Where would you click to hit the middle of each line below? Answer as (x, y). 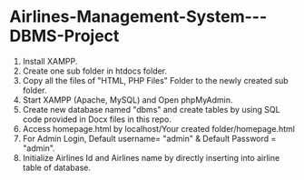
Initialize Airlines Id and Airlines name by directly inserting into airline (151, 157)
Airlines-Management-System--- (138, 17)
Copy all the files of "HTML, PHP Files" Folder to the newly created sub (155, 80)
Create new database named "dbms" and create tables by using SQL (151, 109)
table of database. (56, 167)
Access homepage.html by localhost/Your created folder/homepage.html (158, 128)
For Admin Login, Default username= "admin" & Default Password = (149, 138)
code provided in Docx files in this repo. (97, 119)
